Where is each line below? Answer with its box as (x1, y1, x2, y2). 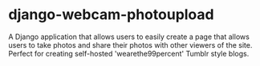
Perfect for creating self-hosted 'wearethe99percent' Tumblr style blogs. (8, 49, 250, 58)
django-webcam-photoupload (8, 6, 214, 24)
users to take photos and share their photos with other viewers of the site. (8, 40, 253, 49)
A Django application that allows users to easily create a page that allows (8, 32, 250, 41)
